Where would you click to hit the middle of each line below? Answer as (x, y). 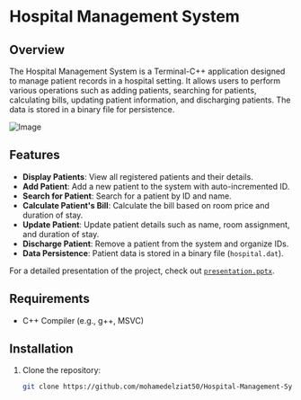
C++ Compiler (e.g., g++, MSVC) (83, 320)
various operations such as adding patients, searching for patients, (133, 90)
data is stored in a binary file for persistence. (92, 109)
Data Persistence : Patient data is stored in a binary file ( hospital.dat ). (153, 253)
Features (35, 155)
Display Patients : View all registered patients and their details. (137, 176)
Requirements (49, 299)
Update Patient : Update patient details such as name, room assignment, (156, 224)
